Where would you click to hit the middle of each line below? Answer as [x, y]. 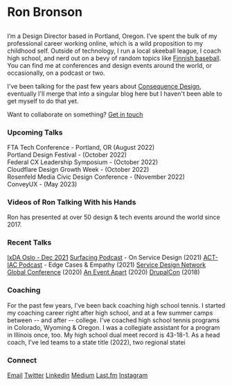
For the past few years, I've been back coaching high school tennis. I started [116, 305]
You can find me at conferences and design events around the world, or [110, 65]
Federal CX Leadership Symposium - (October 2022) [83, 162]
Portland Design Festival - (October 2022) [67, 155]
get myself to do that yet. [43, 100]
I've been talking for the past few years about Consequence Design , [105, 86]
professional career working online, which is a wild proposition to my [105, 43]
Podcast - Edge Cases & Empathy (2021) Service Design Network [113, 265]
